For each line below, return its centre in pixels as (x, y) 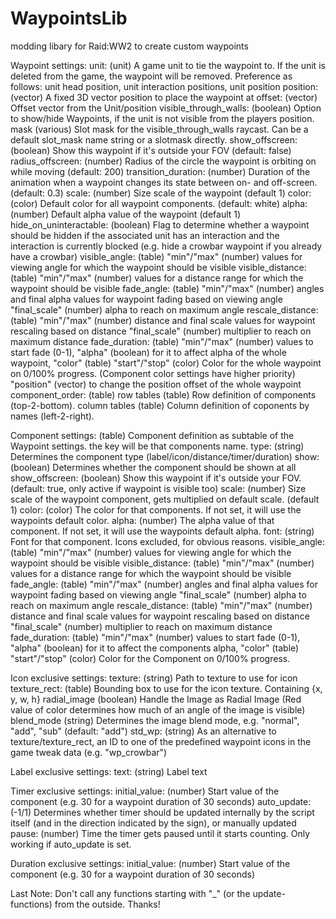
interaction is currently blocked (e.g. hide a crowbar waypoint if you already (166, 246)
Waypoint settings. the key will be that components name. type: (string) (157, 446)
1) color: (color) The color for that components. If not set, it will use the (156, 509)
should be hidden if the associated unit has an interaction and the (145, 235)
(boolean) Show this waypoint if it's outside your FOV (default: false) (151, 150)
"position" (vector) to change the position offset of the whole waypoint (156, 384)
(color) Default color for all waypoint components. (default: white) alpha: (159, 203)
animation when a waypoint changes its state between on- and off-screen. (164, 182)
